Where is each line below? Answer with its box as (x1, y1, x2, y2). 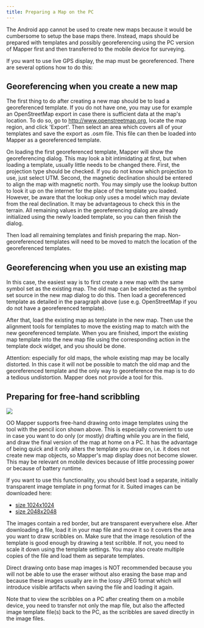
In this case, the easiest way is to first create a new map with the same (6, 279, 184, 286)
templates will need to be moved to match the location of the (44, 238, 197, 245)
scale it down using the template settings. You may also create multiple (6, 545, 185, 553)
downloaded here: (6, 490, 52, 497)
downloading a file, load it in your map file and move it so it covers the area (6, 526, 195, 534)
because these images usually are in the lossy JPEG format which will (6, 577, 181, 585)
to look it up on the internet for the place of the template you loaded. (6, 187, 178, 194)
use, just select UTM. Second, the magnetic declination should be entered (6, 174, 192, 182)
